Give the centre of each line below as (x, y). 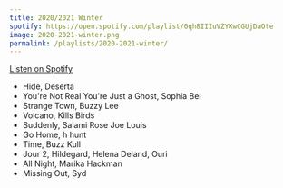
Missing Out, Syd (54, 173)
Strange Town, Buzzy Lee (71, 106)
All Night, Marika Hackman (72, 163)
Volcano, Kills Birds (59, 115)
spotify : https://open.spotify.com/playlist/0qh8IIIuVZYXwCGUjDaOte (141, 26)
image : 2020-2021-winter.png (64, 35)
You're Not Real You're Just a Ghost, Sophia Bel (112, 96)
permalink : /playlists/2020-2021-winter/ (89, 43)
